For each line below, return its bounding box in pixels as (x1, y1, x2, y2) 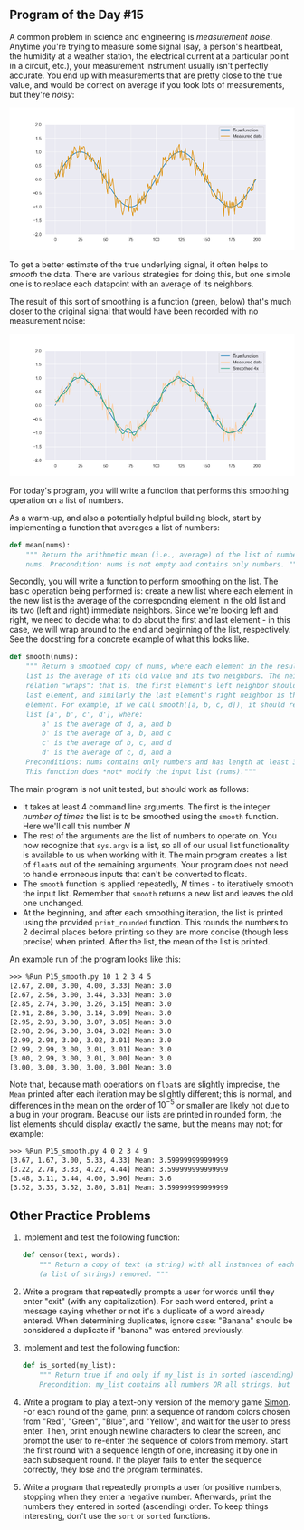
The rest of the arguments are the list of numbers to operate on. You (22, 829, 278, 841)
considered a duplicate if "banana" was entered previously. (22, 1324, 244, 1335)
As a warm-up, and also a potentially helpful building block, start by (9, 512, 261, 523)
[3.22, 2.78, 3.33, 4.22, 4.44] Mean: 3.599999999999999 (9, 1165, 229, 1175)
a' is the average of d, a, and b (42, 720, 172, 729)
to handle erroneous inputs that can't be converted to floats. (22, 868, 248, 879)
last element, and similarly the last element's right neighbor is (25, 691, 285, 700)
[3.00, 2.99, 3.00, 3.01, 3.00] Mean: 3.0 (9, 1053, 172, 1063)
